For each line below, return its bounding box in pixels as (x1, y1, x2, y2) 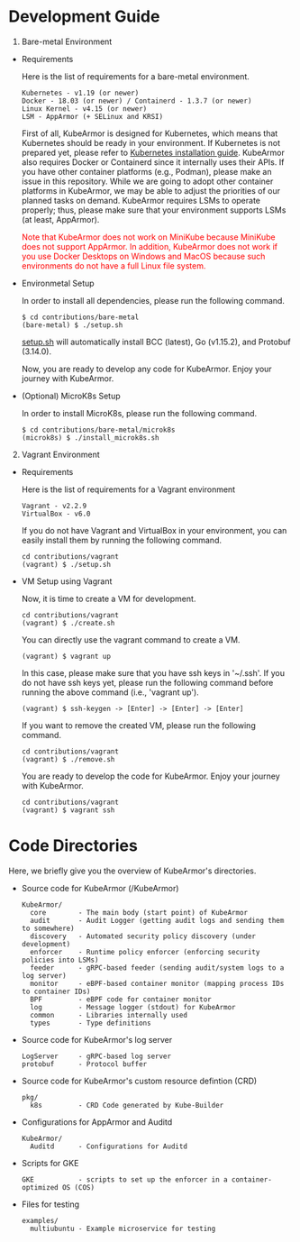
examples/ (21, 1216, 59, 1225)
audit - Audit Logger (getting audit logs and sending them (30, 916, 285, 925)
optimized (21, 1183, 59, 1192)
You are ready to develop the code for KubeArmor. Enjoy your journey (21, 771, 280, 781)
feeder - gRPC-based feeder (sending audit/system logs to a (30, 963, 285, 973)
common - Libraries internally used (30, 1010, 188, 1019)
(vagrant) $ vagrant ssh (21, 805, 115, 815)
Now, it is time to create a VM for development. (21, 593, 196, 604)
